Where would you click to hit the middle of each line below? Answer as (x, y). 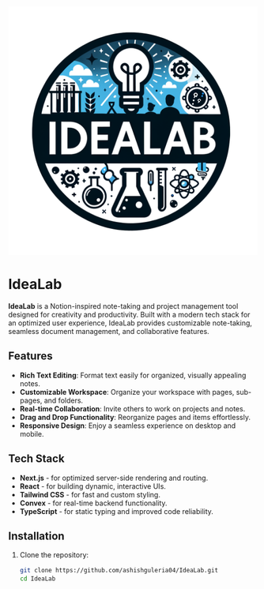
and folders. (64, 400)
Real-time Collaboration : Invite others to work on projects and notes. (132, 408)
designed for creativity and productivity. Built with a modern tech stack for (129, 314)
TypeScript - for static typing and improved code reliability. (116, 511)
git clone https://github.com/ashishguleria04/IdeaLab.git (119, 571)
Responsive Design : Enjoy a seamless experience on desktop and (128, 426)
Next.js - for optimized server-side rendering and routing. (114, 478)
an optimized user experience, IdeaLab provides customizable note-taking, (130, 323)
